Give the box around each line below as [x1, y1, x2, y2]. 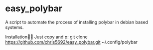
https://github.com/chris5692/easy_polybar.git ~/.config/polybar [5, 39, 138, 45]
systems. [5, 24, 24, 30]
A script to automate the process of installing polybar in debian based [5, 19, 149, 25]
